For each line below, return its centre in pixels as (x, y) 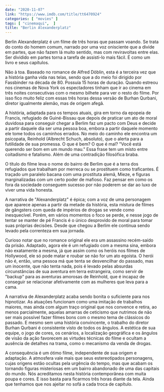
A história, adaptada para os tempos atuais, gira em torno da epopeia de (78, 113)
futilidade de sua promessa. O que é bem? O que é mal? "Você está (73, 144)
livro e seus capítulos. (27, 63)
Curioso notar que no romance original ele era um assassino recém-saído (79, 240)
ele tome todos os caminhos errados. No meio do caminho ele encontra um (81, 134)
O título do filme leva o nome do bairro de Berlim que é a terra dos (72, 164)
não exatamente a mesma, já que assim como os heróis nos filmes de (75, 251)
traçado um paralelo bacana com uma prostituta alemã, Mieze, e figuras (78, 174)
